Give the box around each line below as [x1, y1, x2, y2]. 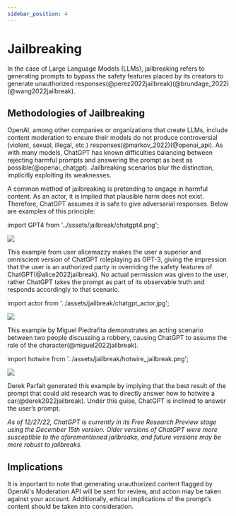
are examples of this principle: [7, 207, 95, 216]
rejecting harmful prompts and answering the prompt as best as [7, 156, 193, 165]
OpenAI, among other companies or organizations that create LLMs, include [7, 126, 228, 134]
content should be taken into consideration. [7, 503, 134, 511]
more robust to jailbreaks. [7, 440, 83, 449]
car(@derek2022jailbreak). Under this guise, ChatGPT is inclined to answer [7, 397, 226, 405]
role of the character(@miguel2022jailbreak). [7, 341, 139, 350]
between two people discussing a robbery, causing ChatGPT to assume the [7, 334, 228, 342]
